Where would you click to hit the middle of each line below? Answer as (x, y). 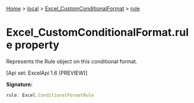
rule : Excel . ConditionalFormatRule (50, 95)
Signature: (19, 84)
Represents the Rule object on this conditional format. (72, 61)
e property (33, 45)
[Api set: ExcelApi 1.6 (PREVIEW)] (47, 73)
